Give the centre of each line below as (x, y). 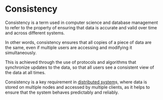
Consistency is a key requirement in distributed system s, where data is (76, 82)
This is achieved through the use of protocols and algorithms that (71, 62)
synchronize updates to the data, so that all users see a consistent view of (80, 67)
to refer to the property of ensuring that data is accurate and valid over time (81, 27)
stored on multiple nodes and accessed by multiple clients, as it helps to (78, 87)
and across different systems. (35, 33)
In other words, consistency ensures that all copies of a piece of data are (78, 42)
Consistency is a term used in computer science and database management (81, 22)
